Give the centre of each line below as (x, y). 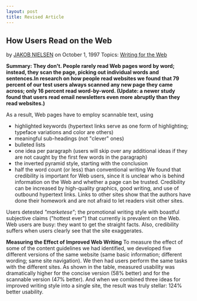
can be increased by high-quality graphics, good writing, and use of (97, 189)
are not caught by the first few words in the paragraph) (81, 157)
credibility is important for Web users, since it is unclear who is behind (99, 176)
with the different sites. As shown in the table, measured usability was (90, 267)
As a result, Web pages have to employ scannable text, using (80, 115)
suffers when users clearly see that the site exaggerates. (75, 231)
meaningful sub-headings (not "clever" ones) (69, 139)
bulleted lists (30, 145)
